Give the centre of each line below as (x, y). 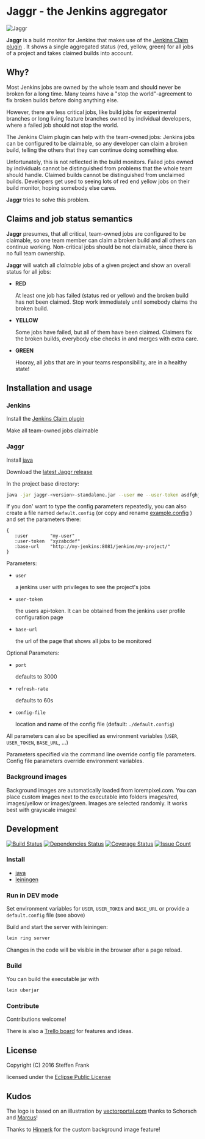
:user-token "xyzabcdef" (47, 541)
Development (33, 829)
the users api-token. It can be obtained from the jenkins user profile (100, 611)
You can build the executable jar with (53, 979)
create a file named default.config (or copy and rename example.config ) (99, 513)
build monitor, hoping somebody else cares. (62, 187)
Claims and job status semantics (70, 219)
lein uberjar (23, 990)
